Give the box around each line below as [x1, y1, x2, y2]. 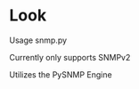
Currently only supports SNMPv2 [9, 52, 131, 62]
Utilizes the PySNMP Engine [9, 69, 113, 80]
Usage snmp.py [9, 35, 68, 45]
